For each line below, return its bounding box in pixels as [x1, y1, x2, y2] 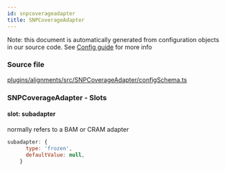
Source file [7, 60, 45, 70]
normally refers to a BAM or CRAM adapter [7, 125, 129, 133]
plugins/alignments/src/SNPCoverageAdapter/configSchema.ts [7, 75, 187, 83]
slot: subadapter [7, 110, 56, 118]
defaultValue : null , [25, 151, 85, 159]
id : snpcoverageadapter [7, 10, 76, 17]
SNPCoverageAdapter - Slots [7, 92, 107, 102]
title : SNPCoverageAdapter [7, 17, 85, 23]
